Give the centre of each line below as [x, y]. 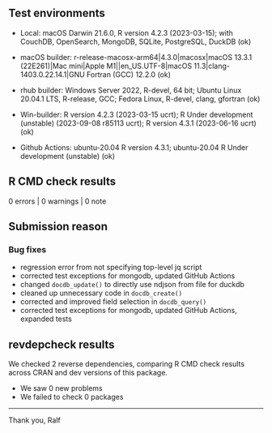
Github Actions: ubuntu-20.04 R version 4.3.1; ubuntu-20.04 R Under [134, 147]
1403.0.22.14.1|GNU [52, 74]
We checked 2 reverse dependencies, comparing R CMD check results [127, 364]
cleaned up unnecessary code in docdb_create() [101, 293]
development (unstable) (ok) [68, 156]
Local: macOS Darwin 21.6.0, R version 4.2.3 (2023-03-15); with [126, 32]
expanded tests [46, 319]
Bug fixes [28, 249]
